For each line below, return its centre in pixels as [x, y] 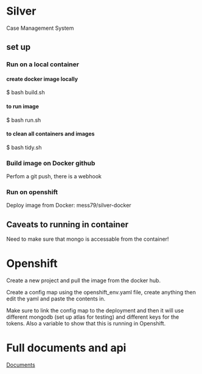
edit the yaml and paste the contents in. [56, 299]
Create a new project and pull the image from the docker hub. [84, 280]
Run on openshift [32, 192]
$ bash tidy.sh [24, 147]
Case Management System [40, 28]
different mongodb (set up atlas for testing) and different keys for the [93, 317]
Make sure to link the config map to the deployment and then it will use [95, 311]
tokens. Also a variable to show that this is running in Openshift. [86, 324]
